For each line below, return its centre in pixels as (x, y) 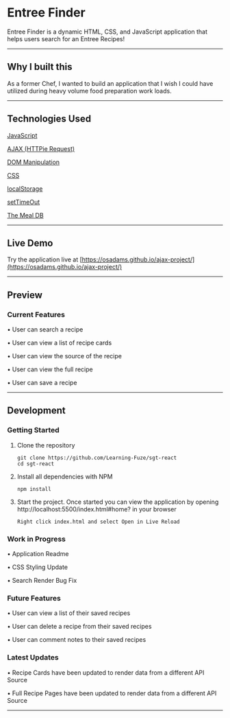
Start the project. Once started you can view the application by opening (118, 502)
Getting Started (33, 430)
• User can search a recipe (45, 329)
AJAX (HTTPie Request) (41, 148)
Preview (25, 295)
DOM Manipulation (34, 162)
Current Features (36, 314)
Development (37, 411)
